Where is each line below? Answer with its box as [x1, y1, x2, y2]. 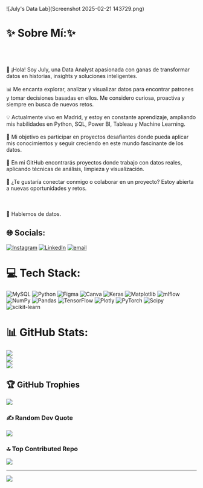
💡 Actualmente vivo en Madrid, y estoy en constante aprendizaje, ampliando [6, 113, 196, 120]
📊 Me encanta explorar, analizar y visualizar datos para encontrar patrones [6, 85, 194, 93]
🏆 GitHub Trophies [6, 380, 80, 390]
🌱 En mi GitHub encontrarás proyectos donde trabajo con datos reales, [6, 158, 182, 166]
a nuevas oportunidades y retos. [6, 184, 87, 192]
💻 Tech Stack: [6, 266, 81, 280]
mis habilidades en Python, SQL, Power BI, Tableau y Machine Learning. [6, 120, 185, 128]
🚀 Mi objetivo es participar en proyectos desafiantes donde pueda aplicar [6, 133, 189, 140]
